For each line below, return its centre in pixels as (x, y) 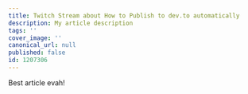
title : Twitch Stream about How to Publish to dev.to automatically (124, 16)
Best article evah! (37, 82)
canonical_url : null (43, 45)
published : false (37, 53)
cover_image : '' (35, 38)
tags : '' (23, 30)
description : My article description (71, 23)
